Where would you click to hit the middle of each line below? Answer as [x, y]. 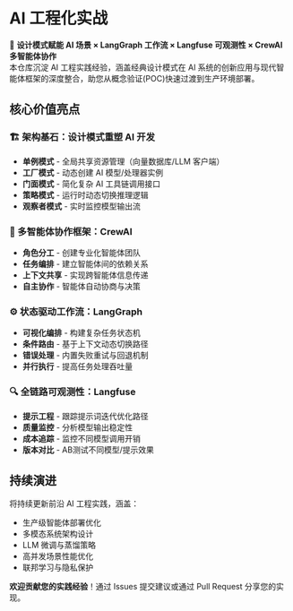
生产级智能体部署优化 [61, 523]
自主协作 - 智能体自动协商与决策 [82, 286]
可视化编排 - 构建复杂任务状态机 [82, 333]
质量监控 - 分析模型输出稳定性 [78, 427]
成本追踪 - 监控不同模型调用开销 [82, 438]
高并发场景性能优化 [58, 556]
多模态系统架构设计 [58, 534]
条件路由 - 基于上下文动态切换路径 [86, 344]
